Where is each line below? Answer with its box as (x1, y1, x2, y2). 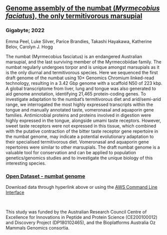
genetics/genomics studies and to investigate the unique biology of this (5, 155, 153, 161)
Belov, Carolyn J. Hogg (5, 44, 53, 50)
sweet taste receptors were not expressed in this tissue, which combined (5, 123, 156, 129)
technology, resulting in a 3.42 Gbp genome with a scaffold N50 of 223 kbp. (5, 80, 163, 86)
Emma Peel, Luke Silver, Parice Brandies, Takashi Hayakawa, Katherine (5, 38, 152, 44)
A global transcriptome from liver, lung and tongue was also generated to (5, 85, 156, 91)
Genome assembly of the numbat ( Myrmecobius (5, 4, 160, 13)
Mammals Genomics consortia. (5, 224, 69, 230)
